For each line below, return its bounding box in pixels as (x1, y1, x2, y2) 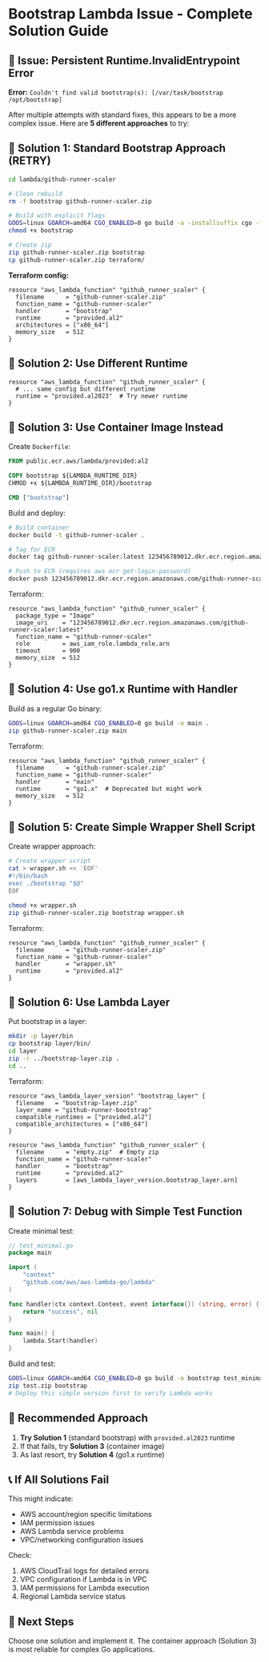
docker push (8, 575, 48, 583)
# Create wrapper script (8, 857, 91, 865)
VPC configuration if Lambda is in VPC (19, 1575, 148, 1584)
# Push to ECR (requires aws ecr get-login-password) (8, 568, 192, 576)
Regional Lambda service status (19, 1592, 126, 1601)
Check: (8, 1551, 32, 1560)
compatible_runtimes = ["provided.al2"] (15, 1113, 152, 1121)
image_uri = (15, 619, 66, 627)
